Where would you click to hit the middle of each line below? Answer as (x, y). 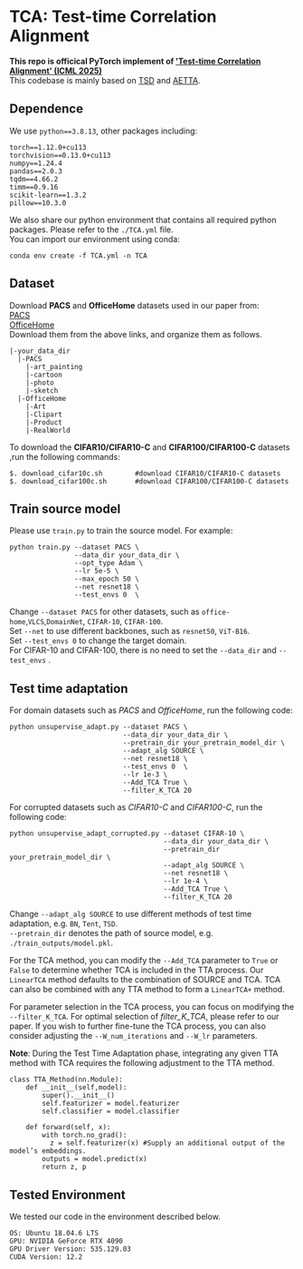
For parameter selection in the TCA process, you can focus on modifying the (152, 1007)
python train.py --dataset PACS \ (75, 547)
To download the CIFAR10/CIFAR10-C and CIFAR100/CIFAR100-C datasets (150, 447)
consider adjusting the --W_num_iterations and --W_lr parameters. (133, 1036)
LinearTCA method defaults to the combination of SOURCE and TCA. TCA (145, 980)
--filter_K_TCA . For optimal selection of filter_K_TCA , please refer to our (144, 1017)
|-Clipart (44, 415)
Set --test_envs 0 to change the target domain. (98, 640)
